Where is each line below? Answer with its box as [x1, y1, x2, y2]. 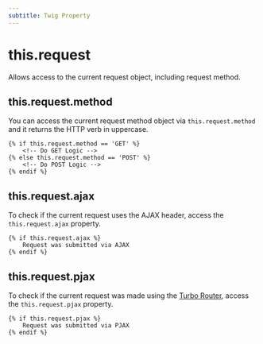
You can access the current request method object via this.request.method [8, 116, 256, 126]
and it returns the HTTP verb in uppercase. [8, 125, 149, 134]
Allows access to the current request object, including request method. [8, 72, 241, 82]
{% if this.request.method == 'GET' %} [8, 140, 141, 148]
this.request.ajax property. [8, 219, 102, 229]
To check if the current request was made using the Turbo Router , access [8, 291, 249, 300]
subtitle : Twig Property [8, 11, 91, 20]
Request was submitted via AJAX [22, 242, 130, 249]
